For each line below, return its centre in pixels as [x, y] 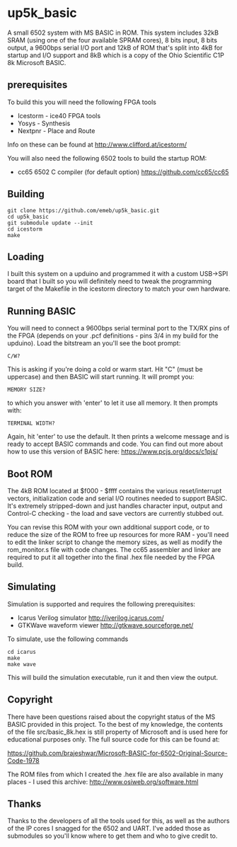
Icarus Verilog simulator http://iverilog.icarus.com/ [91, 618]
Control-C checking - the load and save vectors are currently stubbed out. [116, 513]
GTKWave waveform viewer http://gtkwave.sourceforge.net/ [105, 625]
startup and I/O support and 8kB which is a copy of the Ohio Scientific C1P [116, 55]
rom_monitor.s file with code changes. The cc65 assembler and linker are [114, 549]
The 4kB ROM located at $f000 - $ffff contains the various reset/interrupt [115, 491]
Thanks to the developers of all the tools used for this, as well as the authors [118, 821]
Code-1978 [24, 760]
